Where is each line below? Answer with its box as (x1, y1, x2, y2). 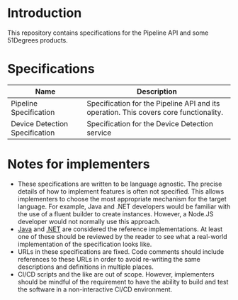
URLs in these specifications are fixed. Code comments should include (17, 247, 225, 256)
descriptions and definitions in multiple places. (17, 262, 154, 271)
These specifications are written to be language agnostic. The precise (17, 179, 222, 188)
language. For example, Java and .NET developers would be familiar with (17, 202, 231, 211)
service (86, 128, 112, 138)
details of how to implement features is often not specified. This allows (17, 187, 225, 196)
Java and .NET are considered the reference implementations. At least (17, 225, 223, 233)
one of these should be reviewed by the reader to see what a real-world (17, 232, 228, 240)
